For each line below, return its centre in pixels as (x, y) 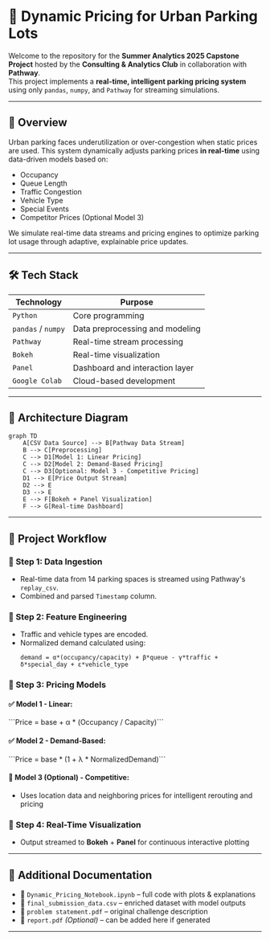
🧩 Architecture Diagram (68, 417)
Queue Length (44, 183)
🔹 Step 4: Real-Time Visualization (75, 824)
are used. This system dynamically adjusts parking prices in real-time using (134, 150)
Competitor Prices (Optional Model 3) (82, 217)
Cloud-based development (124, 381)
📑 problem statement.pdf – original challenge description (114, 911)
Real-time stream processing (128, 341)
